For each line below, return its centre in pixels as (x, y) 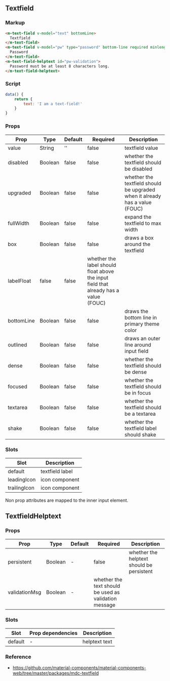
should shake (140, 434)
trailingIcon (21, 488)
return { (24, 99)
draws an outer (143, 338)
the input (98, 277)
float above (101, 271)
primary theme (142, 324)
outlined (17, 345)
